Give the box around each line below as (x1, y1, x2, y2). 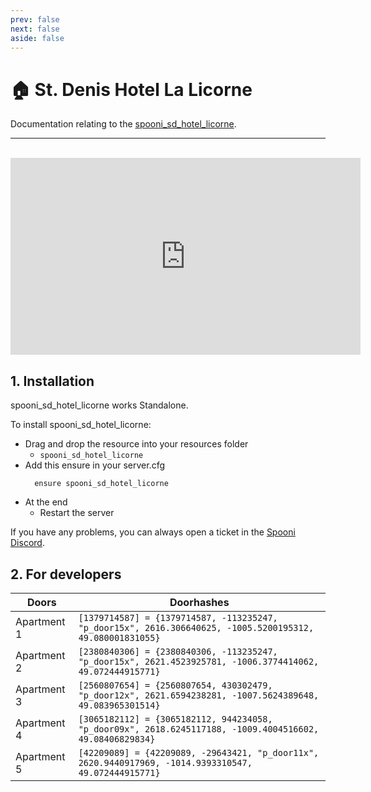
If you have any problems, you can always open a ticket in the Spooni (10, 526, 296, 538)
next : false (10, 24, 60, 34)
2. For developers (10, 566, 122, 583)
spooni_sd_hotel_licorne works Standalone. (10, 399, 189, 411)
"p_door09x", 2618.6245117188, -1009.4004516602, (78, 723, 320, 735)
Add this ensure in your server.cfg (24, 459, 166, 471)
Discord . (10, 537, 45, 549)
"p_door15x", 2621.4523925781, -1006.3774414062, (78, 656, 320, 667)
